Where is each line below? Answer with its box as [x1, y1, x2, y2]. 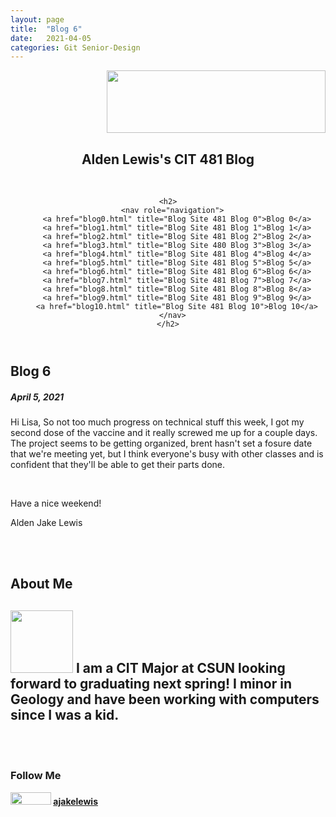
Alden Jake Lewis [10, 517, 83, 529]
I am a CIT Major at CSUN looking [75, 659, 286, 676]
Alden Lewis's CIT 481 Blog [81, 151, 255, 168]
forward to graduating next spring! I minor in [10, 675, 293, 692]
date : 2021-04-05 [10, 33, 92, 43]
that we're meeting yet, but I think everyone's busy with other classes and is [10, 448, 324, 460]
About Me [10, 576, 73, 593]
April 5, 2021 [10, 391, 65, 403]
